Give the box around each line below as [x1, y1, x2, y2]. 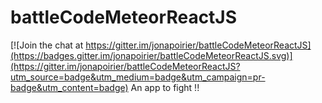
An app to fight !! [130, 81, 200, 93]
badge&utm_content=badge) [10, 81, 129, 93]
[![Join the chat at [10, 39, 84, 51]
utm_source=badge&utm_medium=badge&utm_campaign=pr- [10, 71, 266, 83]
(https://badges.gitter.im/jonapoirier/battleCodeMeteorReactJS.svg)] [10, 49, 293, 61]
